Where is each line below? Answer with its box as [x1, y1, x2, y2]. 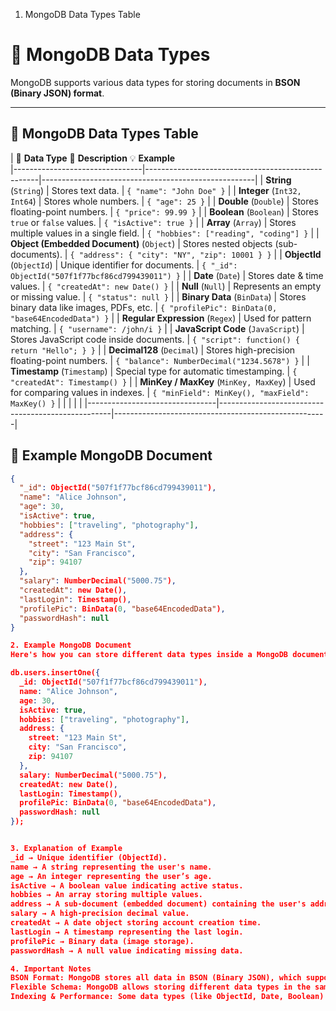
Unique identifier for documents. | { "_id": [60, 259, 238, 271]
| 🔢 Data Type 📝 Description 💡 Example [10, 152, 176, 164]
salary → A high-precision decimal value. [10, 909, 190, 919]
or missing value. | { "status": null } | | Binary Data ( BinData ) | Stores [10, 290, 307, 303]
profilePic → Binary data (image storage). [10, 936, 195, 946]
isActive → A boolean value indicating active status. [10, 880, 244, 891]
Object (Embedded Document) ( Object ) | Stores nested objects [10, 237, 273, 249]
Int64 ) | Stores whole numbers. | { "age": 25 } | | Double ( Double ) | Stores [10, 195, 319, 207]
